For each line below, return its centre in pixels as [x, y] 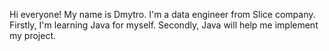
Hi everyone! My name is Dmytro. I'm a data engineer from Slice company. [162, 14]
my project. [33, 35]
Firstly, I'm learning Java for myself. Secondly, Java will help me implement [164, 25]
